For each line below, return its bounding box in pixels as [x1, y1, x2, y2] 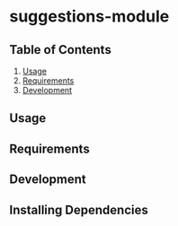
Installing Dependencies [9, 202, 148, 217]
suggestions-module [9, 6, 170, 27]
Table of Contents [9, 42, 112, 57]
